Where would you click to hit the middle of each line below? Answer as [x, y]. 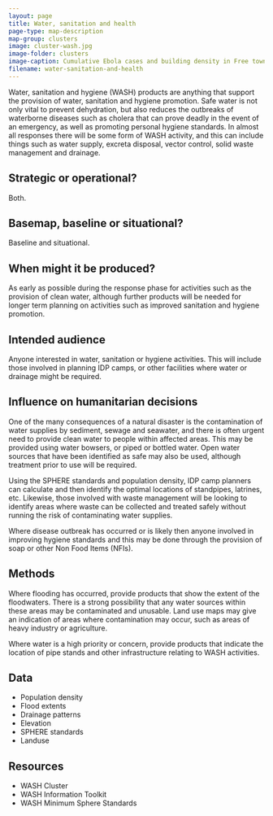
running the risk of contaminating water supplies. [91, 515]
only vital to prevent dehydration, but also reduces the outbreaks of [121, 109]
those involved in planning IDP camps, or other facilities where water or [128, 368]
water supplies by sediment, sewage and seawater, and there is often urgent [136, 430]
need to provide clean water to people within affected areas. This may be [131, 439]
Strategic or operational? [73, 179]
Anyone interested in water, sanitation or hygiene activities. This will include [135, 359]
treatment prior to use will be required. [73, 465]
